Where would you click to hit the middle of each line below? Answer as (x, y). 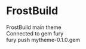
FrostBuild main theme (34, 27)
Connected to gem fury (35, 33)
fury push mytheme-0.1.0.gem (43, 40)
